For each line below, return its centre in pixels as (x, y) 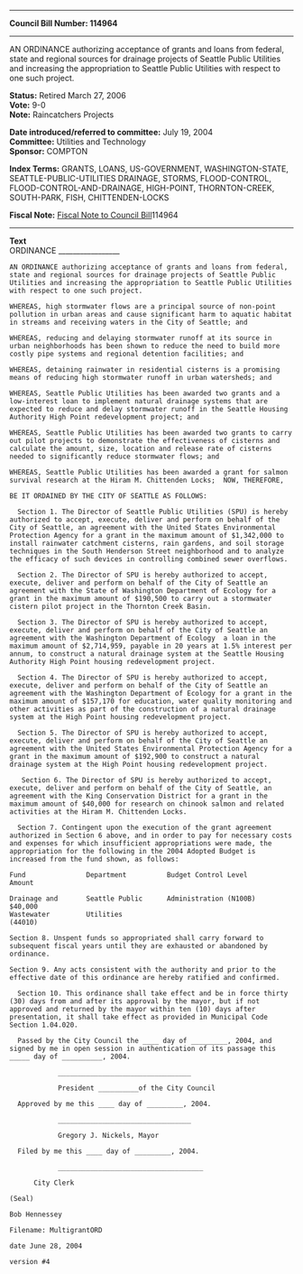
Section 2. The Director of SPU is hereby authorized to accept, (143, 575)
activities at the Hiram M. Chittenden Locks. (98, 812)
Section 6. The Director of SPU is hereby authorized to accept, (147, 780)
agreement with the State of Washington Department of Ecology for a (143, 591)
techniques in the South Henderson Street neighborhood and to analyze (147, 551)
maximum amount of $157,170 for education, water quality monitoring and (151, 701)
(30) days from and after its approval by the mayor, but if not (134, 1002)
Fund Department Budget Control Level (129, 875)
